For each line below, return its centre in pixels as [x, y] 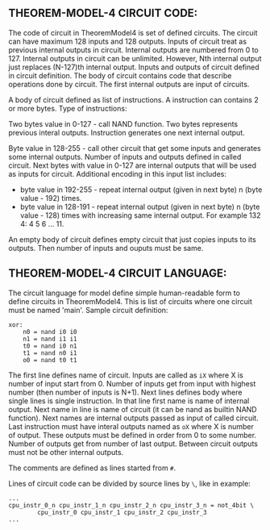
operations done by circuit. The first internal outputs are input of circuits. [129, 84]
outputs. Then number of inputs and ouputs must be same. [106, 248]
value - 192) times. [51, 198]
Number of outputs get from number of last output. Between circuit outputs [133, 444]
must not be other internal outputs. [66, 452]
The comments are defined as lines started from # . [92, 468]
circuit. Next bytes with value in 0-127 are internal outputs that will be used [132, 165]
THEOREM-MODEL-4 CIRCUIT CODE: [103, 13]
